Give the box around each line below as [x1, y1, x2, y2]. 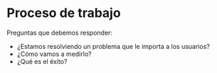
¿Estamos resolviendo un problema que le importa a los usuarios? [16, 42, 211, 50]
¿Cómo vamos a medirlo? [16, 50, 92, 58]
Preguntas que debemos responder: [6, 28, 113, 37]
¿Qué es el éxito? [16, 57, 68, 65]
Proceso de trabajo [6, 5, 122, 21]
